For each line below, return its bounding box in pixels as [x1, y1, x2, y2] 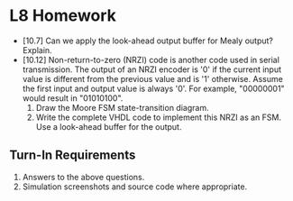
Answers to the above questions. [22, 171, 145, 182]
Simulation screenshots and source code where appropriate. [22, 181, 248, 192]
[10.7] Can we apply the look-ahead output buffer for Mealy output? [22, 35, 273, 46]
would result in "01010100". [22, 92, 124, 104]
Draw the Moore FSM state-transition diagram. [35, 102, 209, 113]
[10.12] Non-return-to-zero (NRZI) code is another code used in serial [22, 54, 279, 65]
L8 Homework [9, 5, 117, 26]
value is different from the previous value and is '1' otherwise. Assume [22, 73, 284, 84]
